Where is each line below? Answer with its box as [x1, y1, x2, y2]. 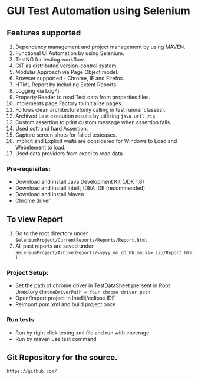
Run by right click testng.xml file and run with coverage [15, 329, 150, 336]
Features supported [6, 28, 81, 38]
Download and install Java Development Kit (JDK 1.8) [15, 178, 144, 186]
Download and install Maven [15, 191, 84, 198]
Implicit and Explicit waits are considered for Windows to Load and [15, 138, 177, 144]
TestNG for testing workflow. [15, 56, 85, 63]
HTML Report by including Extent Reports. [15, 81, 118, 88]
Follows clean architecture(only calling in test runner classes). [15, 106, 166, 113]
